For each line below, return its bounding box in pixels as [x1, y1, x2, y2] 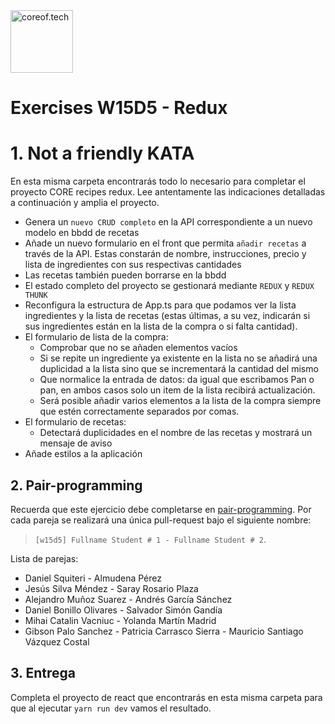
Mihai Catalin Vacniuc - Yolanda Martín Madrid [24, 614, 217, 626]
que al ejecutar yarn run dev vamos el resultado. [10, 702, 212, 714]
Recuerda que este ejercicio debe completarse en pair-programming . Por [10, 503, 312, 515]
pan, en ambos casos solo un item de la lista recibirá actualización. [39, 384, 316, 396]
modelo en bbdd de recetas [24, 227, 140, 239]
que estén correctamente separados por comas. [39, 405, 240, 418]
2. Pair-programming [10, 477, 143, 494]
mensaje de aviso [39, 437, 113, 449]
